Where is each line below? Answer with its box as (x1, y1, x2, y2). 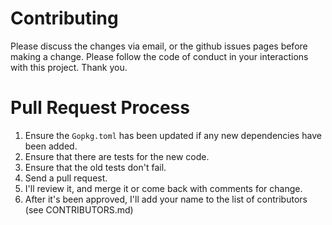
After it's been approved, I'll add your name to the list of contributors (24, 193, 308, 205)
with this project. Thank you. (10, 61, 128, 73)
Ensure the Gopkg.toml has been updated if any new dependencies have (24, 129, 322, 141)
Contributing (10, 7, 119, 30)
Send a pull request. (24, 172, 108, 184)
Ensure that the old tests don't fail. (24, 161, 167, 173)
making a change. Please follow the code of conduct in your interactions (10, 50, 309, 62)
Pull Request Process (10, 97, 190, 119)
